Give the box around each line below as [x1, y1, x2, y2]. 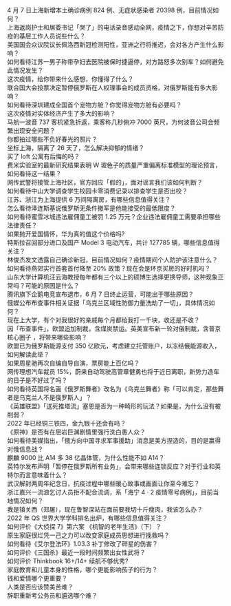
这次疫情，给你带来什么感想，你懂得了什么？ [7, 75, 134, 83]
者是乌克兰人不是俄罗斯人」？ [7, 393, 91, 401]
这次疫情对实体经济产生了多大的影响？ [7, 109, 115, 117]
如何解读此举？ [7, 351, 49, 358]
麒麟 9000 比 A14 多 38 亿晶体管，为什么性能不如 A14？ [7, 454, 165, 461]
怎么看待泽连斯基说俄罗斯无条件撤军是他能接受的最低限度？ [7, 204, 176, 212]
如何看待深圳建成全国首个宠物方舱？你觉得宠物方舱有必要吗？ [7, 101, 182, 109]
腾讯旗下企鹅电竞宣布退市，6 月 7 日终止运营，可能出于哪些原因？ [7, 290, 195, 298]
